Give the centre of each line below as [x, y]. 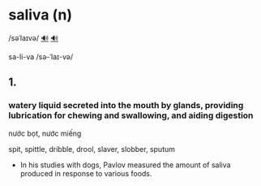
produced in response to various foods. [86, 173]
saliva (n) [41, 15]
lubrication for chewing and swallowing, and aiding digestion [131, 115]
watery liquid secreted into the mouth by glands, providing [126, 106]
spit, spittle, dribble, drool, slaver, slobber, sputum [92, 149]
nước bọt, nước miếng [45, 133]
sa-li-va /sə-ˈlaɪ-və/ [41, 56]
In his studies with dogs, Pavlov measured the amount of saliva [125, 165]
